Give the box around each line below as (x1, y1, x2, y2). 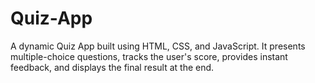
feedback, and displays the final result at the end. (10, 61, 215, 73)
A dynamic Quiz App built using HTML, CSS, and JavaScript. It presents (10, 40, 306, 52)
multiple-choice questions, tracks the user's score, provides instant (10, 50, 288, 62)
